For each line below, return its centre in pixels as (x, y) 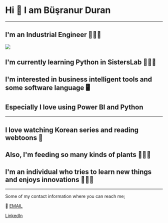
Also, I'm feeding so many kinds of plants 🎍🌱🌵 (78, 155)
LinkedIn (14, 215)
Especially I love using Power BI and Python (74, 107)
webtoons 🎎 (24, 138)
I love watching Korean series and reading (72, 130)
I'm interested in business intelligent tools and (79, 79)
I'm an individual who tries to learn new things (78, 172)
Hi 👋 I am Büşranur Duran (58, 10)
